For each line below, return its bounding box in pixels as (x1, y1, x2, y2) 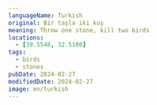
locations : (8, 33, 44, 42)
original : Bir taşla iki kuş (8, 19, 104, 27)
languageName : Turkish (8, 11, 83, 20)
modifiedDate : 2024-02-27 (8, 77, 93, 85)
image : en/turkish (8, 84, 69, 93)
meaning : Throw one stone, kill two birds (8, 26, 150, 34)
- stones (15, 63, 44, 71)
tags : (8, 48, 26, 56)
